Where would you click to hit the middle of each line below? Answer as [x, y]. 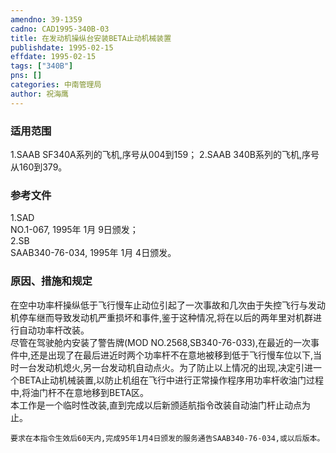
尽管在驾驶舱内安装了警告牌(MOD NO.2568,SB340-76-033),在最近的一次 [160, 342]
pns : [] [26, 76]
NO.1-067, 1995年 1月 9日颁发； [74, 230]
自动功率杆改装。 [54, 330]
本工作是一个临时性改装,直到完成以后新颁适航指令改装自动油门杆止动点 [156, 405]
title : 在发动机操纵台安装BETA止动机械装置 [91, 38]
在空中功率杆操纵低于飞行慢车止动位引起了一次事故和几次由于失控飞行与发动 [168, 305]
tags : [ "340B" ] [42, 66]
